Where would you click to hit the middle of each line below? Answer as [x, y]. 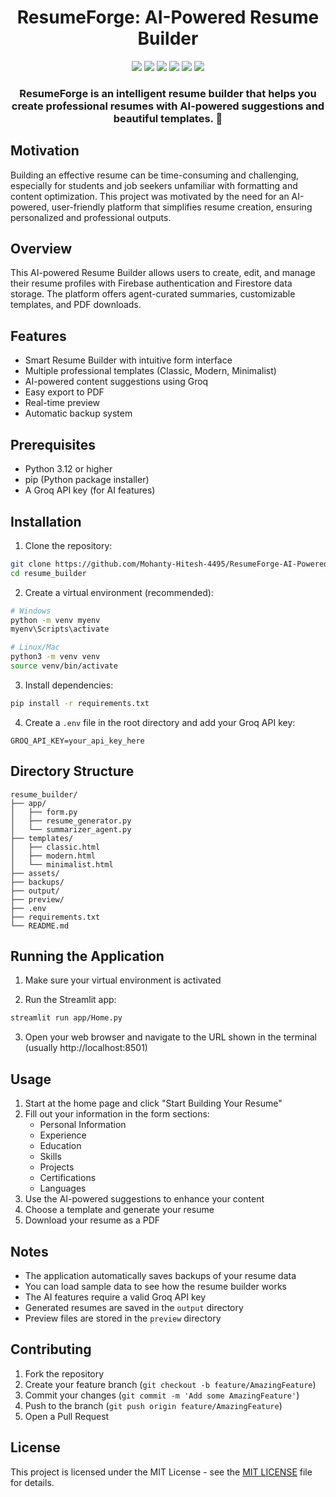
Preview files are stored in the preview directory [123, 1318]
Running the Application [87, 956]
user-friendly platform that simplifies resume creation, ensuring [182, 207]
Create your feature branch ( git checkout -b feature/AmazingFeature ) [170, 1384]
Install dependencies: [69, 685]
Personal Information [83, 1125]
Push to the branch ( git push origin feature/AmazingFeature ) [153, 1405]
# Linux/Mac [35, 647]
